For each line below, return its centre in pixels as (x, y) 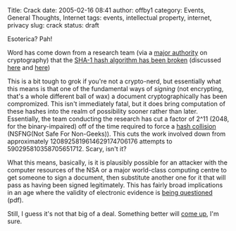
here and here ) (29, 67)
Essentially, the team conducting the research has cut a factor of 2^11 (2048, (118, 119)
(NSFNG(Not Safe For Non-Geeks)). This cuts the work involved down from (117, 134)
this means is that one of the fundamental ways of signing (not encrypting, (116, 89)
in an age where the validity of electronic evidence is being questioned (110, 192)
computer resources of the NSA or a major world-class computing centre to (117, 170)
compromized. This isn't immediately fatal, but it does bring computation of (116, 104)
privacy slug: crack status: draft (54, 25)
